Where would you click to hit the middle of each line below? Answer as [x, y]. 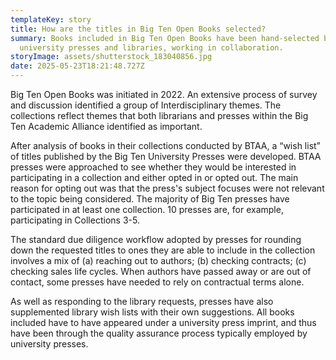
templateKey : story [51, 19]
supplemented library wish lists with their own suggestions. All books [152, 312]
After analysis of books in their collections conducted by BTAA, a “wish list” [165, 145]
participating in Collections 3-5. [75, 220]
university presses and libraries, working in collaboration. [151, 47]
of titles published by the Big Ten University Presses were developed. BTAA [166, 156]
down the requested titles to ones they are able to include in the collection [163, 250]
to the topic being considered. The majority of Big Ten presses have [150, 199]
